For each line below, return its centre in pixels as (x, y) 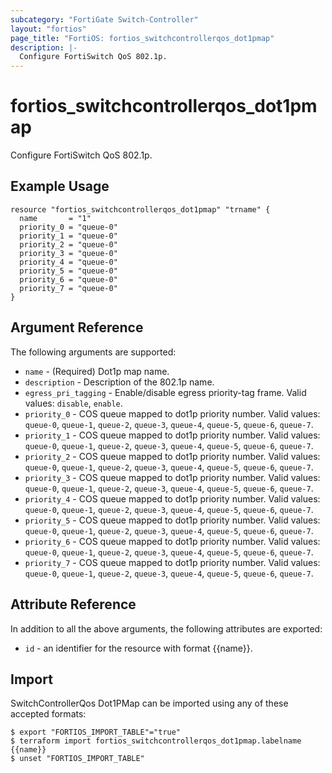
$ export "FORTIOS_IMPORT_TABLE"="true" (96, 732)
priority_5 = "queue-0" (68, 271)
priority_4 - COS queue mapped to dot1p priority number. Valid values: (172, 498)
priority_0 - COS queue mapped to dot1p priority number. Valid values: (172, 413)
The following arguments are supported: (93, 352)
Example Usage (60, 186)
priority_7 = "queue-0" (68, 288)
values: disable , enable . (73, 403)
